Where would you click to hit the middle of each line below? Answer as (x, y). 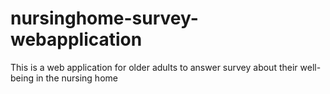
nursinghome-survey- (104, 18)
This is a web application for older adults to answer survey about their (154, 67)
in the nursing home (76, 78)
